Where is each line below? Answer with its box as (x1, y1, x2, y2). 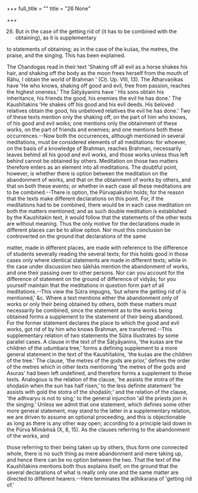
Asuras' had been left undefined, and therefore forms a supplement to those (6, 370, 192, 377)
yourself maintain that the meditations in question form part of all (6, 282, 164, 289)
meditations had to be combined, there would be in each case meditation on (6, 201, 192, 208)
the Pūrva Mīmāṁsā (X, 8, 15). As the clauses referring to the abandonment (6, 426, 190, 433)
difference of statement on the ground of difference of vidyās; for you (6, 276, 176, 282)
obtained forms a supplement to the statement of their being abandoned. (6, 313, 184, 320)
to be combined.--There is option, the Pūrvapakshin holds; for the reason (6, 189, 184, 195)
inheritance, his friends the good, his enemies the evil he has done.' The (6, 94, 181, 102)
